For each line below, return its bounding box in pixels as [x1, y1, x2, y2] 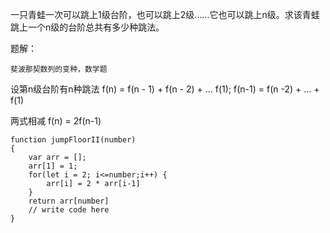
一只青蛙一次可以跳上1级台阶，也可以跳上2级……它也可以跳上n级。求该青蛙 [10, 9, 320, 20]
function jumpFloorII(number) [10, 135, 137, 145]
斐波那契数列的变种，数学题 [10, 64, 108, 74]
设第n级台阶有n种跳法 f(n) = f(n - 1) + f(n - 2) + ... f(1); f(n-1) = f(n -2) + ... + [10, 83, 320, 95]
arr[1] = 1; [28, 161, 78, 171]
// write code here [28, 205, 110, 215]
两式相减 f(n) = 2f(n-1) [10, 115, 102, 127]
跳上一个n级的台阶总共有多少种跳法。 [10, 21, 165, 33]
